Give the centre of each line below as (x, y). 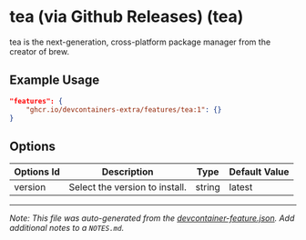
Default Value (259, 172)
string (208, 187)
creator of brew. (40, 51)
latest (241, 187)
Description (127, 172)
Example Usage (55, 80)
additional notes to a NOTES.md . (67, 228)
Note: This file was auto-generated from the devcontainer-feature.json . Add (152, 218)
